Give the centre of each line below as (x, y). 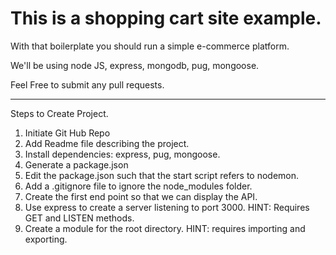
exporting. (46, 239)
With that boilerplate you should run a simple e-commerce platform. (150, 46)
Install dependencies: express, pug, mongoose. (122, 154)
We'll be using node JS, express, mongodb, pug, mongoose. (135, 65)
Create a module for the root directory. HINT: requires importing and (165, 228)
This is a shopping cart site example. (166, 18)
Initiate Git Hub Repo (67, 133)
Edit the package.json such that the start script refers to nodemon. (162, 175)
